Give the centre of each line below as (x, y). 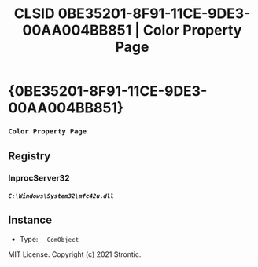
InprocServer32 (39, 178)
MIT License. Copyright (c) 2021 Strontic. (75, 254)
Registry (29, 156)
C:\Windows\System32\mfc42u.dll (61, 196)
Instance (30, 220)
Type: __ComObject (49, 239)
